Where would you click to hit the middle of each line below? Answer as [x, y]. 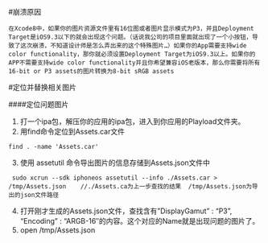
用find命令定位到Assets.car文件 [72, 132]
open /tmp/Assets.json [58, 230]
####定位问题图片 [39, 104]
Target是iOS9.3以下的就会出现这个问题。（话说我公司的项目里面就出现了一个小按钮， [130, 37]
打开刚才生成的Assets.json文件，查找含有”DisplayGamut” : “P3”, [126, 211]
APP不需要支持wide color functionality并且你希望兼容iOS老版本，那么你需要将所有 [134, 63]
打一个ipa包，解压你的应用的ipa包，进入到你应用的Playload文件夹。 [132, 121]
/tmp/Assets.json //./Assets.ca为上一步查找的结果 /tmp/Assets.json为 [130, 187]
